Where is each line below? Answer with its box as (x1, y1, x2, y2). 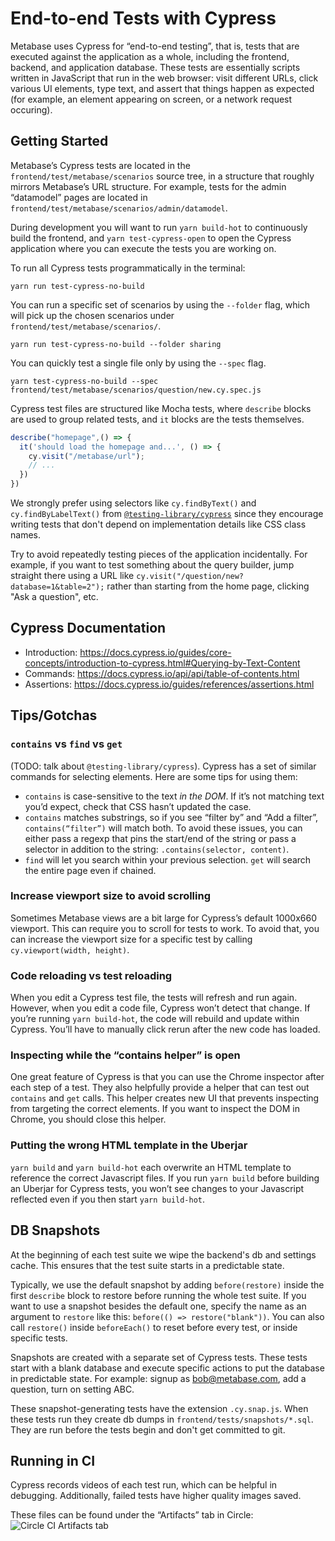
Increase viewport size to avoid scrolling (10, 889, 211, 903)
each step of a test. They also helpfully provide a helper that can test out (10, 1082, 310, 1094)
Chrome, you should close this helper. (10, 1113, 167, 1126)
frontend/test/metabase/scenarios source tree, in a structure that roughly (10, 170, 315, 182)
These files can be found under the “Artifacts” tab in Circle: (10, 1509, 254, 1521)
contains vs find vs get (10, 737, 123, 751)
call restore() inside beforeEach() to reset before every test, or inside (10, 1321, 298, 1333)
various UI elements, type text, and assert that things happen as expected (10, 82, 315, 94)
